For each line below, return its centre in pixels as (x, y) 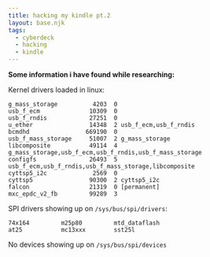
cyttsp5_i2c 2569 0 (63, 173)
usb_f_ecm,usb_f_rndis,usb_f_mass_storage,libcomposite (101, 166)
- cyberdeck (35, 37)
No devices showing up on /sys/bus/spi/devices (88, 244)
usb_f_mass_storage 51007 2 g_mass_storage (89, 139)
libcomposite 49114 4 (63, 146)
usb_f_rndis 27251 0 (63, 118)
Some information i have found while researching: (92, 74)
